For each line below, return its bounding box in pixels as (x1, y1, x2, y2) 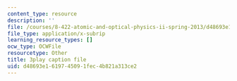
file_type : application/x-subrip (7, 30, 106, 37)
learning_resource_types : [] (7, 37, 93, 44)
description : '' (7, 17, 55, 24)
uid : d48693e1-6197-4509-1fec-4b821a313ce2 (7, 63, 138, 70)
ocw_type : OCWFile (7, 43, 61, 50)
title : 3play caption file (7, 56, 87, 63)
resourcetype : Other (7, 50, 68, 57)
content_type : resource (7, 10, 78, 18)
